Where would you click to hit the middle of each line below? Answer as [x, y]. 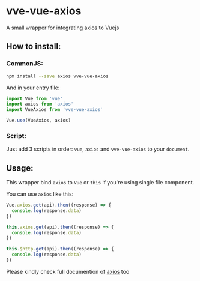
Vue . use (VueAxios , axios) [38, 121]
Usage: [20, 168]
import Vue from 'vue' [35, 98]
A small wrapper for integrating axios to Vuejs [63, 28]
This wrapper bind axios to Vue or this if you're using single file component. [100, 183]
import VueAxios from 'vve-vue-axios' [55, 110]
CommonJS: [25, 64]
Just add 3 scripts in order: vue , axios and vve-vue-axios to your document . [98, 149]
